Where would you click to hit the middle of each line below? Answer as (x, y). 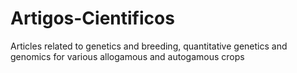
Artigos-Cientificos (92, 18)
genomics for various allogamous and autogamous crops (127, 56)
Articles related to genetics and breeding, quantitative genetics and (149, 46)
